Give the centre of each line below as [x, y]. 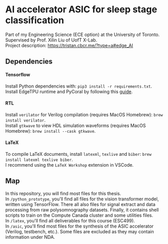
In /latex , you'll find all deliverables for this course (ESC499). [70, 220]
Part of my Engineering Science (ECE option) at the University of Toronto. [82, 34]
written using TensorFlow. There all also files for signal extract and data [80, 204]
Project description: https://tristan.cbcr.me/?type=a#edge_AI [69, 45]
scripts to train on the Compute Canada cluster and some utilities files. [79, 215]
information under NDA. [30, 237]
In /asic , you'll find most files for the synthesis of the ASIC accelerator [80, 226]
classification [35, 20]
